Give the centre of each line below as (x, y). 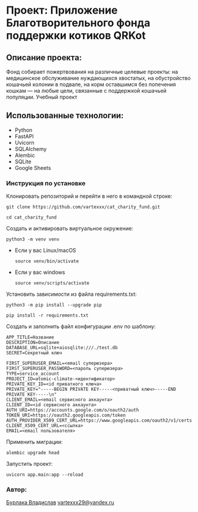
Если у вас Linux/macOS (45, 251)
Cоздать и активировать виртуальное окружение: (70, 229)
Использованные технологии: (65, 116)
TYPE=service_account (33, 374)
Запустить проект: (30, 464)
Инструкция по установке (46, 183)
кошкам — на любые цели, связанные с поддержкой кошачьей (87, 91)
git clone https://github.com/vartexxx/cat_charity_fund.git (83, 207)
